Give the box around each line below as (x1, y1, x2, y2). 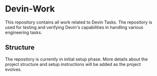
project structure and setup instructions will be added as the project (5, 61, 141, 67)
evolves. (5, 66, 22, 72)
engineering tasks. (5, 29, 42, 35)
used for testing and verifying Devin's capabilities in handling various (5, 24, 143, 30)
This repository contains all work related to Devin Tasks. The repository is (5, 19, 152, 25)
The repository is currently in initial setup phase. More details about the (5, 56, 148, 62)
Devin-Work (5, 3, 55, 14)
